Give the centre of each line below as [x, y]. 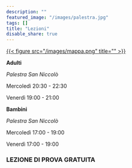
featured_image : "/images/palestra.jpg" [58, 17]
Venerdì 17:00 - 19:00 [32, 144]
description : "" [26, 12]
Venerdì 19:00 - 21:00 [33, 98]
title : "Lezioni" [28, 28]
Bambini [17, 109]
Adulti [14, 63]
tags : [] [17, 23]
